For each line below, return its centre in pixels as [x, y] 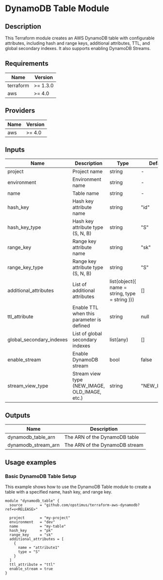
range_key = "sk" [31, 535]
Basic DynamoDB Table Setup [41, 476]
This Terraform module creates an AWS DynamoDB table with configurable [80, 38]
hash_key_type [24, 227]
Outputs [18, 415]
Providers [20, 111]
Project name [88, 171]
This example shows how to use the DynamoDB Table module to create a [78, 487]
